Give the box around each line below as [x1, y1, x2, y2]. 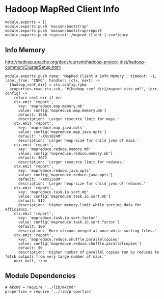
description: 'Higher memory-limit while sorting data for [18, 202, 141, 207]
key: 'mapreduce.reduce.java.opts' [18, 168, 91, 173]
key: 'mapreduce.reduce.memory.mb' [18, 146, 91, 152]
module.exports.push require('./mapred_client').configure [5, 32, 129, 37]
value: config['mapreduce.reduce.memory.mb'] [18, 151, 113, 156]
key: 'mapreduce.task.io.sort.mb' [18, 190, 89, 194]
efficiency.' [5, 207, 32, 212]
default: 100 [18, 224, 45, 229]
